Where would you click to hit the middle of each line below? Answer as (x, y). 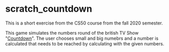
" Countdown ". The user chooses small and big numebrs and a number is (82, 38)
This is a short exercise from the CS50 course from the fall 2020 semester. (84, 23)
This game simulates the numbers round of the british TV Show (72, 33)
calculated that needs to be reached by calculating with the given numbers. (85, 43)
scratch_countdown (49, 9)
